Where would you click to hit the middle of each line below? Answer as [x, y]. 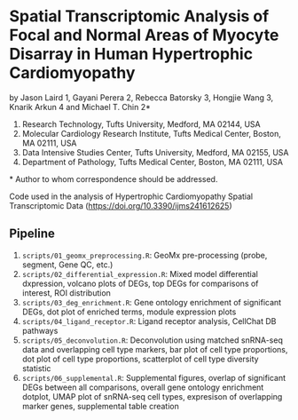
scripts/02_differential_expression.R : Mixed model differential [140, 273]
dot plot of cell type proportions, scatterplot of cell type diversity [140, 359]
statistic [36, 368]
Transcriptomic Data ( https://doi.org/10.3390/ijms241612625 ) [121, 205]
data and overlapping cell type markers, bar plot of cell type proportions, [155, 349]
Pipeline [32, 234]
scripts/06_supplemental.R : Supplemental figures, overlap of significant [154, 377]
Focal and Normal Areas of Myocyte [144, 35]
